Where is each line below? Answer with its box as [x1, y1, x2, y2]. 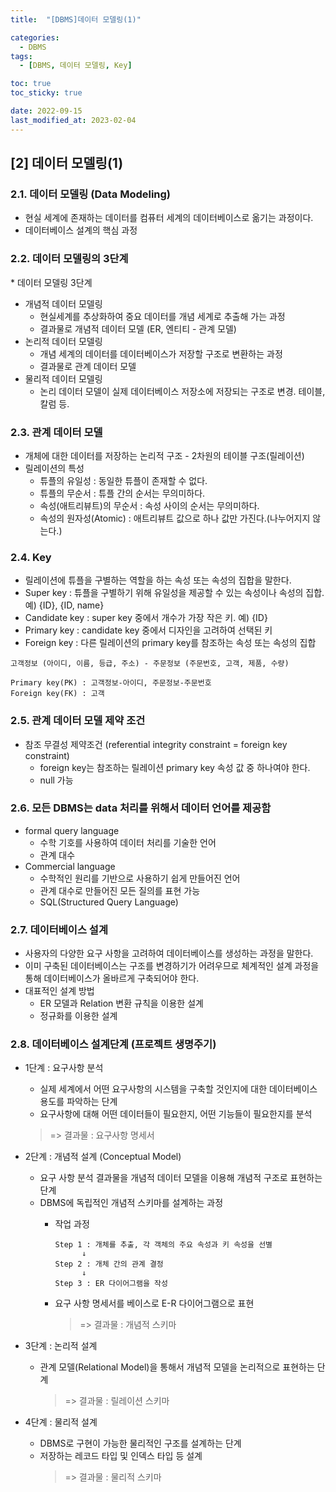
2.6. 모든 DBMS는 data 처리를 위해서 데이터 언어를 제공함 [10, 801, 272, 815]
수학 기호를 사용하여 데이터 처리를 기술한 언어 [39, 836, 217, 848]
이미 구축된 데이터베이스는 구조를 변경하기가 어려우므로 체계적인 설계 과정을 [24, 960, 320, 972]
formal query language [24, 824, 120, 836]
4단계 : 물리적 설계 [24, 1416, 98, 1428]
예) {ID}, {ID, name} [24, 599, 105, 611]
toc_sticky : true [10, 88, 83, 98]
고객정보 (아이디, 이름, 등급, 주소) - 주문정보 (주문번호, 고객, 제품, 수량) [10, 659, 290, 669]
